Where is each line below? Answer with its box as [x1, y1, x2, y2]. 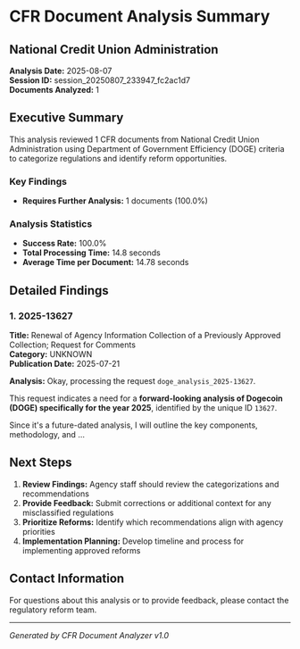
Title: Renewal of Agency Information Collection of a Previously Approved [9, 330, 281, 341]
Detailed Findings [9, 283, 109, 298]
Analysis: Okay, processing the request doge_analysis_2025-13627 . [9, 376, 256, 387]
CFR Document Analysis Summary [9, 6, 271, 27]
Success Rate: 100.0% [21, 238, 107, 249]
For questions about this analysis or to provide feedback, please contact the [9, 595, 289, 605]
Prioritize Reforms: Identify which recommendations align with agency [21, 516, 284, 528]
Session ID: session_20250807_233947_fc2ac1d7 [9, 75, 190, 86]
